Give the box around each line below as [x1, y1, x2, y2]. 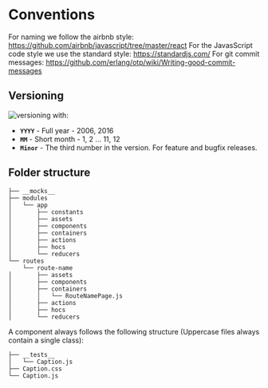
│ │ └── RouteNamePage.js [8, 291, 124, 300]
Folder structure [8, 166, 91, 180]
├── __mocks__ [8, 187, 56, 195]
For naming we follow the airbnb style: [8, 32, 134, 42]
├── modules [8, 194, 48, 202]
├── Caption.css [8, 365, 62, 373]
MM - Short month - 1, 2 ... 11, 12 [19, 134, 120, 144]
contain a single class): [8, 335, 84, 345]
